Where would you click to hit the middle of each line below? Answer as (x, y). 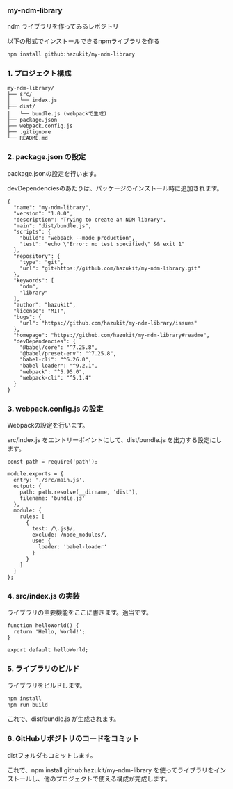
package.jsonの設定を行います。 (54, 173)
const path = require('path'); (53, 462)
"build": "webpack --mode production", (78, 238)
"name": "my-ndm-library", (53, 207)
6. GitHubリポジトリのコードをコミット (73, 739)
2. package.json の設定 (47, 157)
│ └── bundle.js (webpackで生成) (57, 114)
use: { (42, 541)
